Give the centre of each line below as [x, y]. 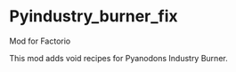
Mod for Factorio [40, 41]
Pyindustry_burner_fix [94, 16]
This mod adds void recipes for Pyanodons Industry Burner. [119, 58]
